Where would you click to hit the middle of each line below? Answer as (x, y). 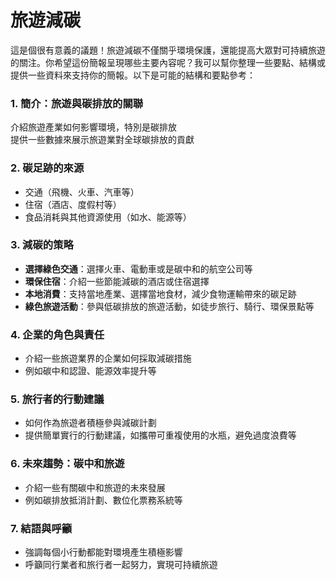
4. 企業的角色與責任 (57, 334)
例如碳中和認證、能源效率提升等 (90, 371)
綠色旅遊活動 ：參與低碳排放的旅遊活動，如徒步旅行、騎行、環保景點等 (169, 306)
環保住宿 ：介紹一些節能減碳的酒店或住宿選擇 (117, 281)
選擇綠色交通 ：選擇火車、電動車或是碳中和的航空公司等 (138, 268)
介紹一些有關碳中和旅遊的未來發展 (95, 487)
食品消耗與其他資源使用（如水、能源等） (108, 217)
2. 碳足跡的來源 (47, 168)
